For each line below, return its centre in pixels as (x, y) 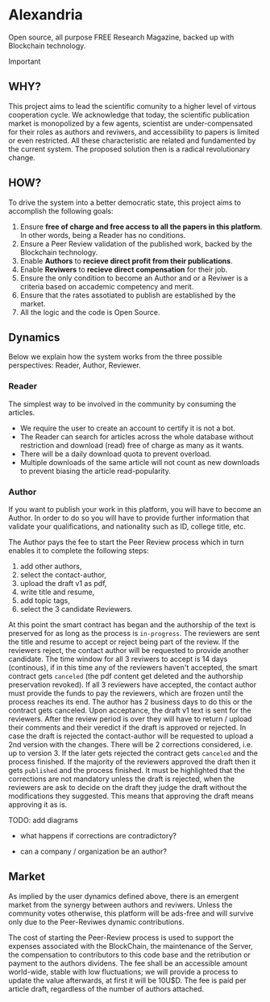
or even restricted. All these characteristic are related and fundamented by (132, 140)
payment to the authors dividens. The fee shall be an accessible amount (128, 963)
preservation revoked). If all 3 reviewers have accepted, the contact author (132, 684)
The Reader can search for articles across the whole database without (137, 436)
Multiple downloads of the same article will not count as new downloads (140, 462)
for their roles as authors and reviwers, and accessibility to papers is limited (134, 131)
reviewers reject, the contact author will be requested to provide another (129, 650)
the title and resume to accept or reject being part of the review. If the (124, 642)
